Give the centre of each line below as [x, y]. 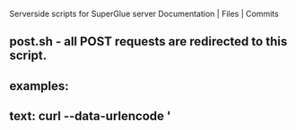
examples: [39, 86]
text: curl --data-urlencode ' [90, 116]
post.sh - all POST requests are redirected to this [148, 41]
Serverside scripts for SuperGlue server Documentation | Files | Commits [144, 14]
